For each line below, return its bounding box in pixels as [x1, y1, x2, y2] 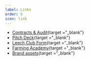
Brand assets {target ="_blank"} [12, 50, 75, 56]
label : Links [5, 7, 32, 12]
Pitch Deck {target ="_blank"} [12, 35, 71, 41]
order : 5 [5, 12, 23, 17]
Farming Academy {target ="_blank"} [12, 45, 86, 51]
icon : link [5, 16, 27, 21]
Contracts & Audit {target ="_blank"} [12, 30, 84, 36]
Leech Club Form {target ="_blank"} [12, 40, 84, 46]
